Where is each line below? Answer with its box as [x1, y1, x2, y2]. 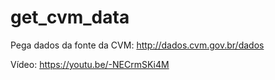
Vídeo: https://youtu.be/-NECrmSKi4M [10, 58, 170, 70]
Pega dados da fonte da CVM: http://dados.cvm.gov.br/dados [10, 39, 265, 51]
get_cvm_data [10, 6, 130, 29]
